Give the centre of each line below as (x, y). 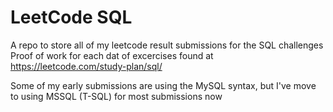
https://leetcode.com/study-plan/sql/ (86, 66)
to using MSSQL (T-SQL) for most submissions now (116, 96)
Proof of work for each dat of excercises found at (112, 55)
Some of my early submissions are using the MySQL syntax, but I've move (163, 85)
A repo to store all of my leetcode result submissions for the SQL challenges (167, 45)
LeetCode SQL (71, 17)
